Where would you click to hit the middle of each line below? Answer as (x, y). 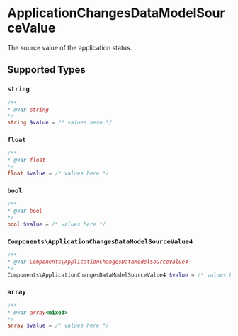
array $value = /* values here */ (58, 326)
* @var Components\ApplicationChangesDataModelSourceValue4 (98, 262)
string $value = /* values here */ (60, 123)
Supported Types (47, 70)
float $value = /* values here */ (58, 174)
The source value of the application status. (70, 47)
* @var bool (25, 211)
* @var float (27, 161)
